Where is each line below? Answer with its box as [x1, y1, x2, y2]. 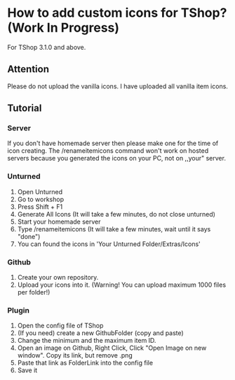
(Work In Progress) [7, 20, 120, 36]
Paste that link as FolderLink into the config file [17, 359, 153, 367]
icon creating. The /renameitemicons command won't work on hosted [7, 147, 209, 155]
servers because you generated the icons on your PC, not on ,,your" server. [7, 154, 227, 163]
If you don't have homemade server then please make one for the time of [7, 139, 219, 148]
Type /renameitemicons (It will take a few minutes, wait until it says [17, 224, 211, 233]
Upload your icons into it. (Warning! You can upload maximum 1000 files [17, 280, 227, 289]
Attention [7, 63, 49, 75]
